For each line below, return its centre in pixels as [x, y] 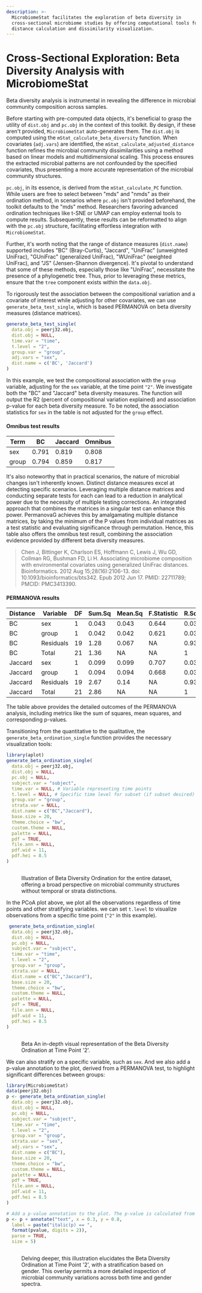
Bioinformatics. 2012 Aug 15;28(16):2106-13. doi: [81, 571]
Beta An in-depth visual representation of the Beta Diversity [95, 1044]
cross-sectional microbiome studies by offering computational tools [100, 23]
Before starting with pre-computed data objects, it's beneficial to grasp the [99, 118]
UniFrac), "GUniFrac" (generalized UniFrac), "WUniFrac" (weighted [89, 257]
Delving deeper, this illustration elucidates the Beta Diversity [96, 1258]
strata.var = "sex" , [37, 1142]
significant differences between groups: [56, 1074]
